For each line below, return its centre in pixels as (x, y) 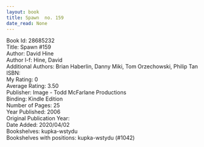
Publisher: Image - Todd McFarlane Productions (66, 93)
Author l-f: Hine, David (34, 60)
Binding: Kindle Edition (34, 99)
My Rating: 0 (22, 79)
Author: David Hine (30, 54)
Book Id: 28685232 (30, 41)
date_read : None (27, 23)
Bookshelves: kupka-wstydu (42, 131)
